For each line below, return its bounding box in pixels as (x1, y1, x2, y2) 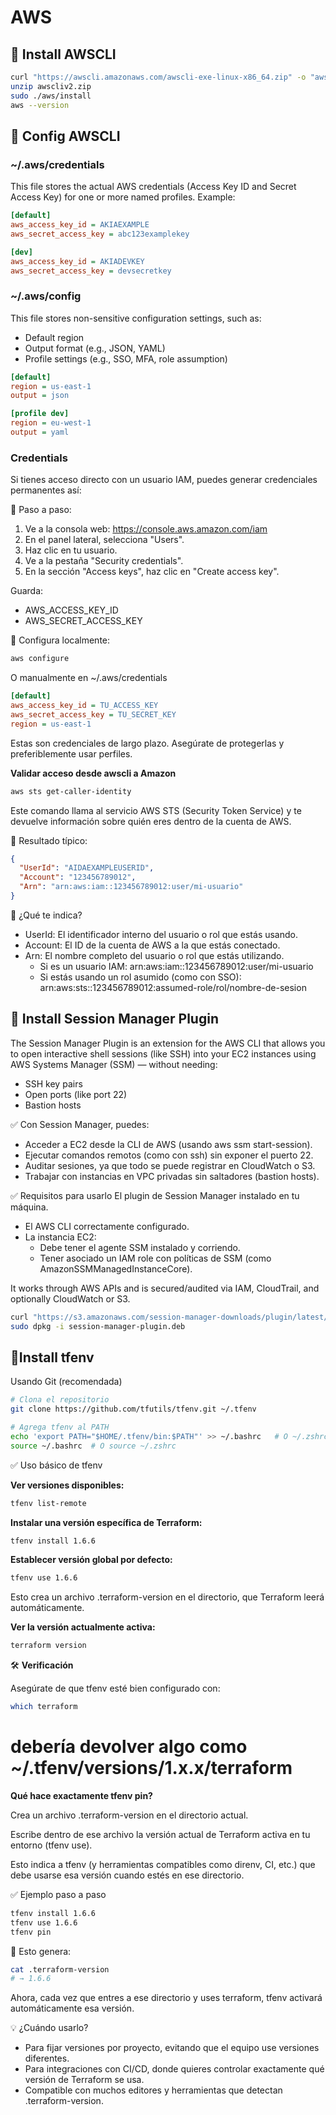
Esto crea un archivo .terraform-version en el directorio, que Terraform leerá (10, 1591, 325, 1603)
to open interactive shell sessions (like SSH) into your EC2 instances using (10, 1047, 317, 1060)
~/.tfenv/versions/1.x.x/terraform (10, 1757, 293, 1780)
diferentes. (24, 2052, 70, 2065)
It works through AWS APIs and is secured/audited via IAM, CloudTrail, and (10, 1282, 320, 1294)
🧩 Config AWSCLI (10, 127, 121, 145)
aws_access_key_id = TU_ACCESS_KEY (10, 701, 159, 711)
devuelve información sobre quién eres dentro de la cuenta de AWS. (10, 815, 292, 827)
